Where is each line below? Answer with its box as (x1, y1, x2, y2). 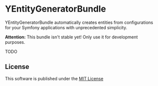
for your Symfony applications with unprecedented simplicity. (5, 24, 127, 30)
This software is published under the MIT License (5, 75, 104, 81)
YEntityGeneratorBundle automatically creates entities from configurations (5, 19, 153, 25)
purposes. (5, 39, 26, 45)
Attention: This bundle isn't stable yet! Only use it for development (5, 34, 138, 40)
